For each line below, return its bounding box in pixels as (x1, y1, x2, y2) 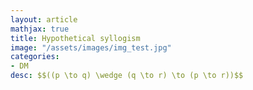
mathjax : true (10, 24, 70, 34)
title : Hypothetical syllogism (10, 33, 141, 43)
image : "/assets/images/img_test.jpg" (10, 42, 172, 53)
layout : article (10, 14, 78, 25)
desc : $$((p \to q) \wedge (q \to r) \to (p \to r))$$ (10, 71, 244, 81)
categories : (10, 52, 60, 62)
